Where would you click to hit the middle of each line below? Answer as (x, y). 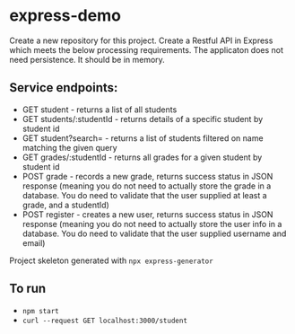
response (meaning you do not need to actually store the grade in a (147, 186)
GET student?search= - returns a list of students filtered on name (143, 138)
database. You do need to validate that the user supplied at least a (144, 195)
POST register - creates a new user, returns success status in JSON (147, 214)
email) (34, 242)
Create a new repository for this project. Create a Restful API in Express (141, 40)
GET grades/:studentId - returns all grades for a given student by (142, 157)
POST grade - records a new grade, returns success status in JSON (147, 176)
